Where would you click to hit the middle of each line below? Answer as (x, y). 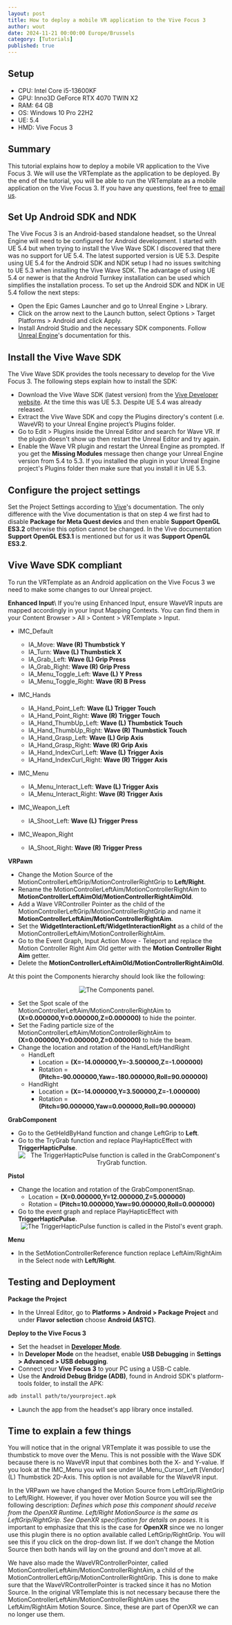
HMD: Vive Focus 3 (45, 127)
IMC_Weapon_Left (43, 807)
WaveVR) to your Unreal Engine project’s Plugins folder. (96, 424)
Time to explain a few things (70, 1431)
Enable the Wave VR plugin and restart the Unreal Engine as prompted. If (121, 446)
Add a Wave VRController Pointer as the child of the (91, 904)
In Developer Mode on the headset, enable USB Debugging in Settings (119, 1354)
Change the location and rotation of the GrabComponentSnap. (106, 1189)
